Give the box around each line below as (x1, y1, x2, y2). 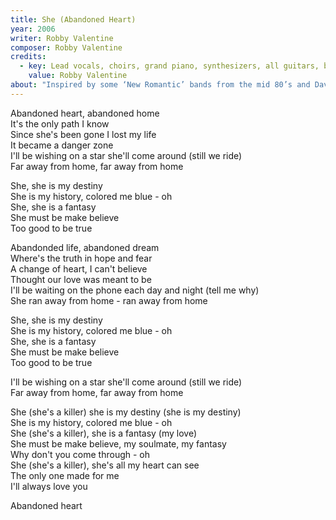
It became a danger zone (10, 139, 114, 151)
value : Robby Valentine (28, 71, 128, 81)
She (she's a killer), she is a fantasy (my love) (10, 427, 198, 439)
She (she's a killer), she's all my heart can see (10, 459, 200, 471)
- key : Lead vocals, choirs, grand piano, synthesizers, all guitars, (19, 61, 320, 71)
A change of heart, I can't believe (10, 262, 148, 275)
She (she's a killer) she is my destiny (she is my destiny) (10, 406, 242, 418)
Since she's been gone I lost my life (10, 128, 157, 140)
